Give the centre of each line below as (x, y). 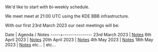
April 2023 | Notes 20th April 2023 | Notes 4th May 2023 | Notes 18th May (79, 40)
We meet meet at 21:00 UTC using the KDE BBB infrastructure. (67, 16)
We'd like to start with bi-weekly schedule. (47, 7)
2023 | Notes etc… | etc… (30, 45)
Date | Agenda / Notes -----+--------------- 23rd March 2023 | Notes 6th (78, 35)
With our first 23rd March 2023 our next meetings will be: (62, 25)
